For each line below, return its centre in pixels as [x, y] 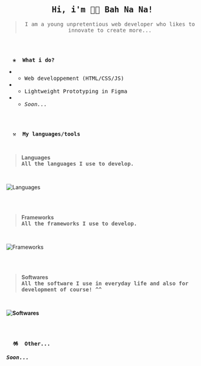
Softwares [35, 277]
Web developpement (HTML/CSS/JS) [74, 78]
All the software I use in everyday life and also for [105, 283]
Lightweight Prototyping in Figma [76, 91]
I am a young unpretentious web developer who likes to [110, 24]
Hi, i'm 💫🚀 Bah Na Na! [102, 10]
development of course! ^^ [62, 289]
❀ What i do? [33, 60]
